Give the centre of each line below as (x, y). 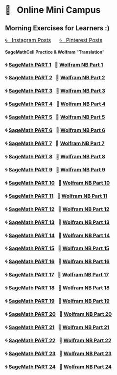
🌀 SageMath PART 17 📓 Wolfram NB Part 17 (57, 275)
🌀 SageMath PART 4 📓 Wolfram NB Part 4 (55, 104)
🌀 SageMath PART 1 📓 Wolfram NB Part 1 (54, 65)
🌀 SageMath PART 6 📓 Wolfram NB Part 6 (55, 130)
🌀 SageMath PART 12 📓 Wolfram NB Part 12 (57, 209)
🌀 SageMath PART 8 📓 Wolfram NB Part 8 (55, 156)
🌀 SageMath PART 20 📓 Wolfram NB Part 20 (58, 314)
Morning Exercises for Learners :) (57, 28)
